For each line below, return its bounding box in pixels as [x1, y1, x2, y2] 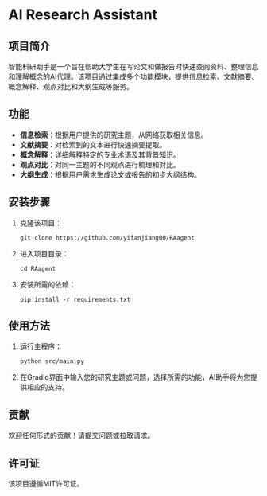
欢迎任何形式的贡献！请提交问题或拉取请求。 [8, 431, 155, 440]
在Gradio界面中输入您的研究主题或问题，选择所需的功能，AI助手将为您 [19, 373, 251, 382]
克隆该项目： [19, 217, 62, 228]
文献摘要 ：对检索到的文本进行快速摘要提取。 [19, 139, 167, 149]
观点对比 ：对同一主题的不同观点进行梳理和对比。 [19, 159, 180, 169]
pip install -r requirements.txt [19, 295, 131, 303]
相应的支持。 [26, 382, 69, 392]
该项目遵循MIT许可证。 [8, 479, 84, 489]
